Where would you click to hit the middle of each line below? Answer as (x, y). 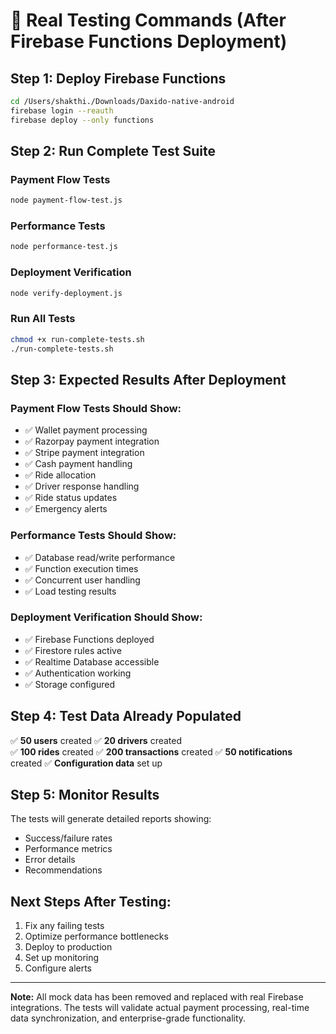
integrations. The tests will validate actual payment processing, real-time (160, 1008)
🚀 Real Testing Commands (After (148, 20)
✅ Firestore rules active (73, 650)
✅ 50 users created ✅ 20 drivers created (96, 740)
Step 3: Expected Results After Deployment (148, 379)
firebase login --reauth (62, 110)
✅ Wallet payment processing (86, 430)
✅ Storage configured (70, 684)
